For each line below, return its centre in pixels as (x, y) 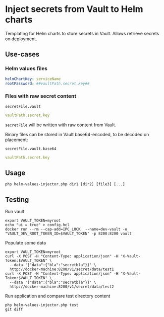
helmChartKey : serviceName (33, 79)
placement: (17, 140)
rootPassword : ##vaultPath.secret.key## (48, 83)
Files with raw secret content (41, 96)
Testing (17, 199)
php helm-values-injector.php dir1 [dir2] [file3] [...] (65, 184)
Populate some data (26, 243)
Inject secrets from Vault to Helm (74, 9)
